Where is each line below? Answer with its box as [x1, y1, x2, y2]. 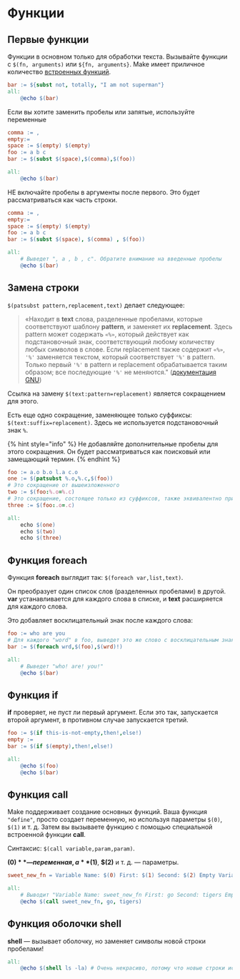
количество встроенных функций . [7, 68, 111, 76]
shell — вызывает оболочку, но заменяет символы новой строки [7, 937, 206, 945]
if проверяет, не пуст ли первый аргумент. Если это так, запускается [7, 708, 219, 717]
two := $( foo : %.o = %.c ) [7, 488, 75, 496]
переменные [7, 115, 47, 124]
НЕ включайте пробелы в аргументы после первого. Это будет [7, 188, 200, 196]
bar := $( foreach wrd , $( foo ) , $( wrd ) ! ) [7, 643, 123, 651]
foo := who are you [7, 630, 66, 637]
